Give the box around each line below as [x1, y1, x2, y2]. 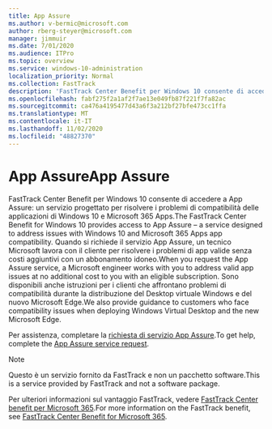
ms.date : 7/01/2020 [8, 42, 74, 50]
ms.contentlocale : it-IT [8, 117, 92, 125]
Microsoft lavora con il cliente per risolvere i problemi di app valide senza [8, 245, 253, 255]
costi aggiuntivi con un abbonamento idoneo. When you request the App [8, 254, 249, 264]
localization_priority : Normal [8, 72, 114, 80]
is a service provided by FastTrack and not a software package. [8, 378, 220, 389]
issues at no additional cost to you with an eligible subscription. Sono [8, 271, 239, 281]
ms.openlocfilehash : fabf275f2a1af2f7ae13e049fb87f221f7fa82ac [8, 95, 227, 103]
